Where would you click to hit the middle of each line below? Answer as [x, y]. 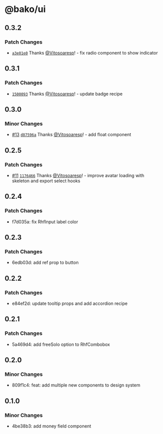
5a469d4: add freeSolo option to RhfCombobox [61, 344]
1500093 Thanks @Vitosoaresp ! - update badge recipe [67, 94]
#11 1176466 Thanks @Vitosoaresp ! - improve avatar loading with [78, 175]
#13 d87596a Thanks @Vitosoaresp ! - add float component [72, 135]
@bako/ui [25, 9]
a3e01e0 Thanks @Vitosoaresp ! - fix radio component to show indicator [85, 53]
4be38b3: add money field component [52, 426]
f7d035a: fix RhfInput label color [45, 222]
